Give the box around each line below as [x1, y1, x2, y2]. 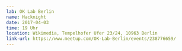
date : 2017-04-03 [6, 19, 49, 25]
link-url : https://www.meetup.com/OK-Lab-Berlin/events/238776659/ [6, 36, 177, 42]
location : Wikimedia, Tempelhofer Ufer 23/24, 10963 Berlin [6, 30, 158, 36]
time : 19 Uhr [6, 25, 39, 31]
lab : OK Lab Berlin [6, 8, 55, 15]
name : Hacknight [6, 14, 46, 20]
